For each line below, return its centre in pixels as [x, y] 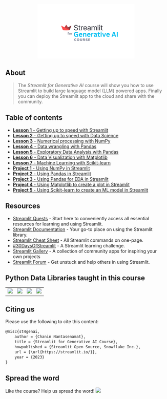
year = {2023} [29, 358]
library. [20, 235]
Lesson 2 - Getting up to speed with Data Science [66, 135]
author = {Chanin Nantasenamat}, [50, 337]
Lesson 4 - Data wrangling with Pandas [55, 146]
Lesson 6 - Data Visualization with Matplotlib [60, 157]
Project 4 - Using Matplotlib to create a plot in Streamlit [71, 184]
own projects [26, 256]
